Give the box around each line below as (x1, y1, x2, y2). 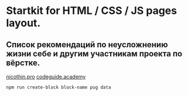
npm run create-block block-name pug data (6, 84, 111, 90)
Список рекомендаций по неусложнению (6, 40, 168, 49)
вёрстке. (6, 58, 40, 67)
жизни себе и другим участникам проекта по (6, 48, 183, 59)
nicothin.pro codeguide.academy (6, 73, 86, 80)
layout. (6, 16, 41, 30)
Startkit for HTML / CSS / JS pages (6, 4, 177, 17)
